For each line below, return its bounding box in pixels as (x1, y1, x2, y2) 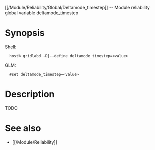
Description (5, 89, 55, 100)
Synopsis (5, 27, 45, 39)
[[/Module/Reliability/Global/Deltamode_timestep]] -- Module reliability (5, 5, 150, 10)
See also (5, 123, 41, 134)
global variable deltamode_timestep (5, 10, 79, 16)
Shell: (5, 44, 17, 50)
